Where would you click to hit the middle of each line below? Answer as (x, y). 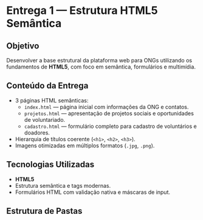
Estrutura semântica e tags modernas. (63, 185)
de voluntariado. (45, 119)
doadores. (37, 132)
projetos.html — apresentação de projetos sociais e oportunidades (109, 113)
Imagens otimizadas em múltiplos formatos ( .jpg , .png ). (85, 145)
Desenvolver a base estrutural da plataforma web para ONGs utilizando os (99, 60)
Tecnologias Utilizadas (50, 165)
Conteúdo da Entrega (47, 86)
